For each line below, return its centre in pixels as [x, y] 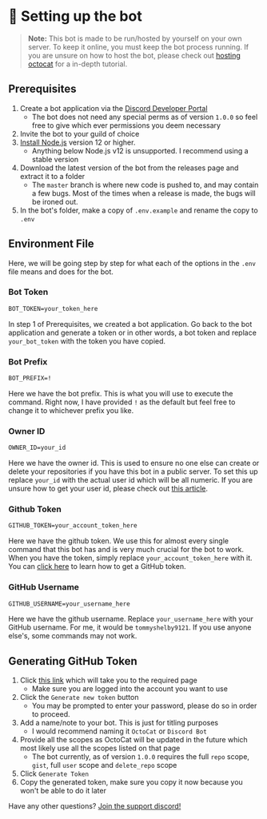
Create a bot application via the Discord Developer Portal [114, 108]
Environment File [51, 244]
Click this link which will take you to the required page [108, 680]
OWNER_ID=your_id [37, 448]
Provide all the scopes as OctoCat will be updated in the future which [133, 740]
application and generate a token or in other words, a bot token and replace [133, 332]
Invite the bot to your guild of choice [80, 133]
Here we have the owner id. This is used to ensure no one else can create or [134, 463]
